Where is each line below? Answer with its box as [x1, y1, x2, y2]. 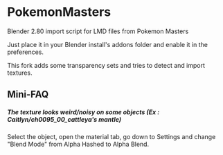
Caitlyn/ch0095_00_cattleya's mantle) [7, 115, 122, 123]
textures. [7, 69, 33, 77]
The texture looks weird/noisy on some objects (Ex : [7, 108, 160, 116]
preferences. [7, 48, 44, 56]
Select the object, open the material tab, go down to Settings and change [7, 133, 216, 141]
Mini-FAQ [7, 89, 49, 100]
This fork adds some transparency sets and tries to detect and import [7, 61, 206, 69]
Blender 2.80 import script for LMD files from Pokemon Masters [7, 27, 189, 35]
